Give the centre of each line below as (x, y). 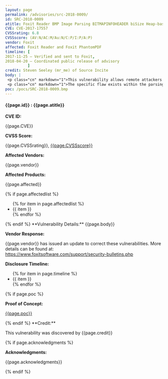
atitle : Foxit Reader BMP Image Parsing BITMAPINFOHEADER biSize (74, 24)
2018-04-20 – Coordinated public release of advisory (62, 61)
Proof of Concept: (24, 303)
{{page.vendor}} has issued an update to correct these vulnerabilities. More (83, 243)
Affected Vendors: (25, 155)
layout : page (19, 10)
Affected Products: (25, 174)
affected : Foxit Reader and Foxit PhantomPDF (53, 47)
